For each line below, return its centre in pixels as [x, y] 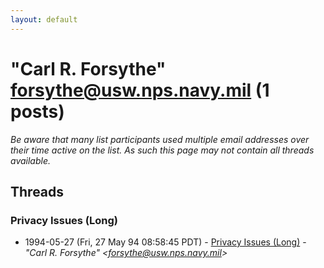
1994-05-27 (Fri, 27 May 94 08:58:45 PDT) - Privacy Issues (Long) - [165, 242]
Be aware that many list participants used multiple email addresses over [160, 139]
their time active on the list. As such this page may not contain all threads [162, 150]
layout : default [44, 19]
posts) [37, 111]
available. [31, 160]
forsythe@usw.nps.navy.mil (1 [140, 90]
